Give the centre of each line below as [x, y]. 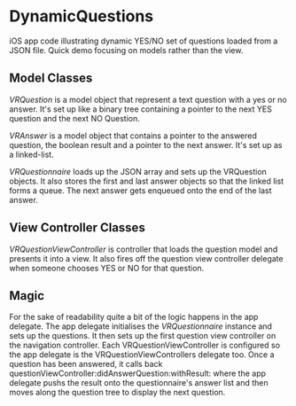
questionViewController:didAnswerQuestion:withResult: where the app [138, 373]
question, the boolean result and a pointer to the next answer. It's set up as [146, 144]
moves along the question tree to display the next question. [117, 393]
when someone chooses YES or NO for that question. [107, 268]
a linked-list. [32, 154]
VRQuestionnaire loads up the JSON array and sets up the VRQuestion [138, 171]
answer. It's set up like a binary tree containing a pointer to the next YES [140, 109]
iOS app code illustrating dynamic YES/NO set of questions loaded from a [144, 41]
